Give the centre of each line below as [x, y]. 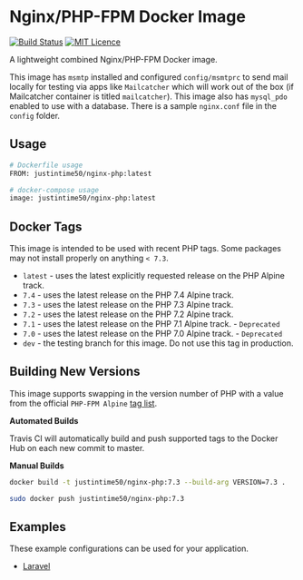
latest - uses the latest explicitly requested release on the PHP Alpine [154, 276]
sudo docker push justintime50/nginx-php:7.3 [97, 498]
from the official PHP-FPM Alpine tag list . [83, 403]
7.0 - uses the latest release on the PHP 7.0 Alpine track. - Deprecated [152, 334]
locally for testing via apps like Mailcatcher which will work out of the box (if [152, 86]
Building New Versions [75, 372]
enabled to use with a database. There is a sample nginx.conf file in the [143, 105]
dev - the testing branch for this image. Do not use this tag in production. [158, 343]
